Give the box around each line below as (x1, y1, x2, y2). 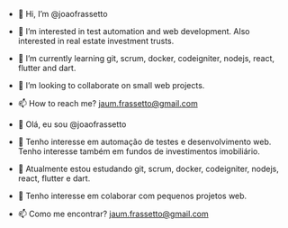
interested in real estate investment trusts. (17, 36, 175, 46)
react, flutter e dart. (17, 173, 91, 184)
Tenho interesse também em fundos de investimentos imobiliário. (17, 146, 261, 157)
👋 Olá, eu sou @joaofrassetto (17, 119, 127, 130)
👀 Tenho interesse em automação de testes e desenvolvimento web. (17, 136, 272, 147)
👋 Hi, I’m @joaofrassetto (17, 9, 108, 19)
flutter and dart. (17, 63, 76, 73)
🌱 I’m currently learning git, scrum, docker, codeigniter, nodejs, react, (17, 53, 275, 63)
